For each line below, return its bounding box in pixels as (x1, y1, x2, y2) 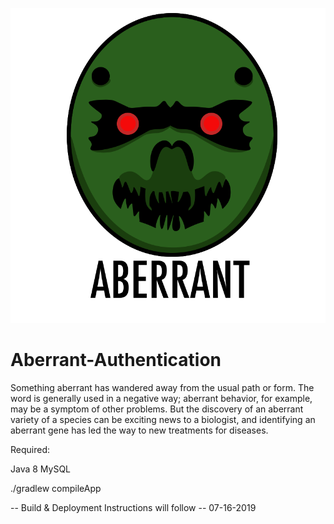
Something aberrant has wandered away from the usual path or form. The (10, 381, 315, 393)
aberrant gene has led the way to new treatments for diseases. (10, 424, 269, 436)
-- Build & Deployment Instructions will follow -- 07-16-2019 (10, 501, 257, 513)
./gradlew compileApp (10, 482, 102, 494)
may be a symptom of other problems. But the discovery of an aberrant (10, 403, 304, 415)
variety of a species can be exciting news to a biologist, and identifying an (10, 413, 316, 425)
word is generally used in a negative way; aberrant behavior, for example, (10, 392, 313, 404)
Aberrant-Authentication (10, 349, 222, 372)
